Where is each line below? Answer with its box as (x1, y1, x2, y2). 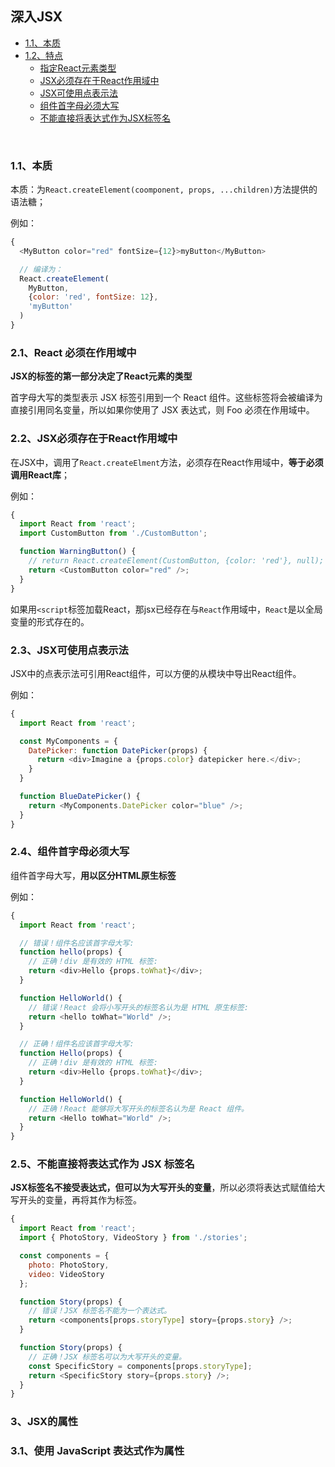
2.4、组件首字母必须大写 (10, 845, 130, 859)
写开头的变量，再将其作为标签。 (10, 1194, 142, 1206)
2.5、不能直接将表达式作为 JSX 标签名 (10, 1157, 195, 1171)
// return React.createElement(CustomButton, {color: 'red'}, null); (28, 556, 325, 566)
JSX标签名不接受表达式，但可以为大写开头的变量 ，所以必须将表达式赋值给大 (10, 1182, 326, 1194)
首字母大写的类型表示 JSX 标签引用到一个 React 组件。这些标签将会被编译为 (10, 392, 323, 404)
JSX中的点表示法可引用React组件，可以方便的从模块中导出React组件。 (10, 667, 302, 679)
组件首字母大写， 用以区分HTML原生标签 (10, 869, 177, 881)
